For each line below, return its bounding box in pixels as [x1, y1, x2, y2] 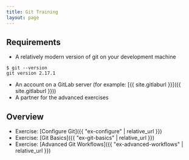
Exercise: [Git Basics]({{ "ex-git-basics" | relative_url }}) [15, 134, 155, 142]
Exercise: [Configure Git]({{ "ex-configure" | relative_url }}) [15, 128, 162, 135]
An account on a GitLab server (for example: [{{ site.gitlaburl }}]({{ [15, 81, 181, 88]
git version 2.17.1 [6, 71, 56, 77]
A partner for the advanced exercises [15, 94, 109, 101]
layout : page [6, 15, 40, 21]
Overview [6, 111, 44, 122]
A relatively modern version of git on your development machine [15, 53, 176, 61]
